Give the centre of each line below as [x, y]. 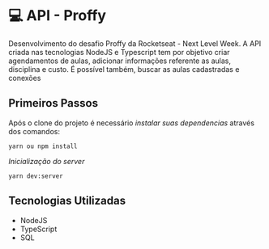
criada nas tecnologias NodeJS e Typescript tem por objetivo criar [119, 52]
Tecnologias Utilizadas [67, 201]
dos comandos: [34, 131]
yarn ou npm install [43, 146]
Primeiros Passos [53, 103]
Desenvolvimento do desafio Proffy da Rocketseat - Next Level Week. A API [135, 43]
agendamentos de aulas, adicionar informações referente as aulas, [120, 61]
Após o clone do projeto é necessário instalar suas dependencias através [132, 123]
